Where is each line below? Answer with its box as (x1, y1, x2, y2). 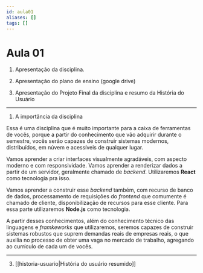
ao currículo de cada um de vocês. (6, 243, 93, 250)
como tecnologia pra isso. (6, 175, 71, 182)
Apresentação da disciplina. (14, 66, 85, 73)
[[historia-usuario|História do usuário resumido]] (14, 260, 136, 268)
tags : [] (6, 20, 28, 26)
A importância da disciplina (14, 113, 83, 121)
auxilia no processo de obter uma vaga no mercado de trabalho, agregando (6, 236, 195, 244)
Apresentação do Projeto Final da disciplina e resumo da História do (14, 89, 184, 96)
